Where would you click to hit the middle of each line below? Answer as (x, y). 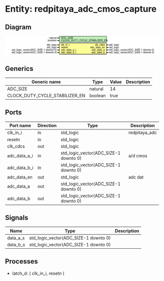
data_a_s (16, 238)
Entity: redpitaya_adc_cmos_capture (81, 9)
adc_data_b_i (20, 168)
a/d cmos (138, 155)
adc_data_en (20, 177)
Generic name (46, 82)
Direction (47, 126)
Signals (17, 218)
